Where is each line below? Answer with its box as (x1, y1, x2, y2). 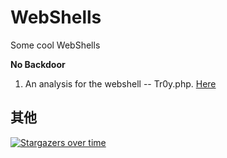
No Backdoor (10, 58, 66, 70)
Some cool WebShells (10, 39, 101, 51)
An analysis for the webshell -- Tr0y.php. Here (24, 77, 217, 90)
